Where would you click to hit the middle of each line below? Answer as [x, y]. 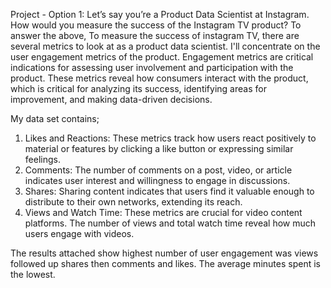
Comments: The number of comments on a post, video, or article [158, 170]
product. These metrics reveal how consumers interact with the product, [159, 78]
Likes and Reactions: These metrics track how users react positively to [170, 138]
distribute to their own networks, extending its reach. [133, 202]
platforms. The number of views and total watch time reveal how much [170, 223]
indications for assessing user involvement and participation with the [152, 67]
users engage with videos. [79, 233]
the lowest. [33, 274]
